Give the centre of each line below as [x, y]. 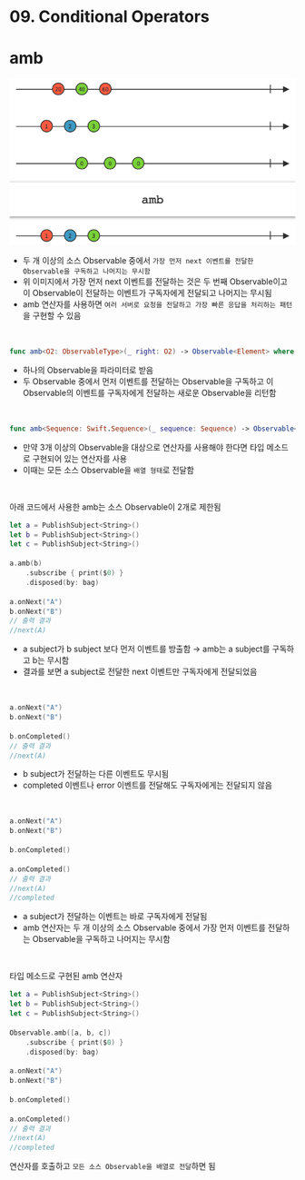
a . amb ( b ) [26, 564]
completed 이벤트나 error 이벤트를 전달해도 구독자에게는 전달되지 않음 [147, 785]
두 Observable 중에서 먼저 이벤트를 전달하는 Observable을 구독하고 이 [148, 381]
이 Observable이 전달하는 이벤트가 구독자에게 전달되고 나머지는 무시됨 [147, 293]
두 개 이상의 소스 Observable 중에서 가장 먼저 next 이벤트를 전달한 [138, 260]
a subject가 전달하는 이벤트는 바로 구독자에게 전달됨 [115, 917]
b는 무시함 [51, 660]
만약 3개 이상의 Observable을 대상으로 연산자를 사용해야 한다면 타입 [143, 447]
